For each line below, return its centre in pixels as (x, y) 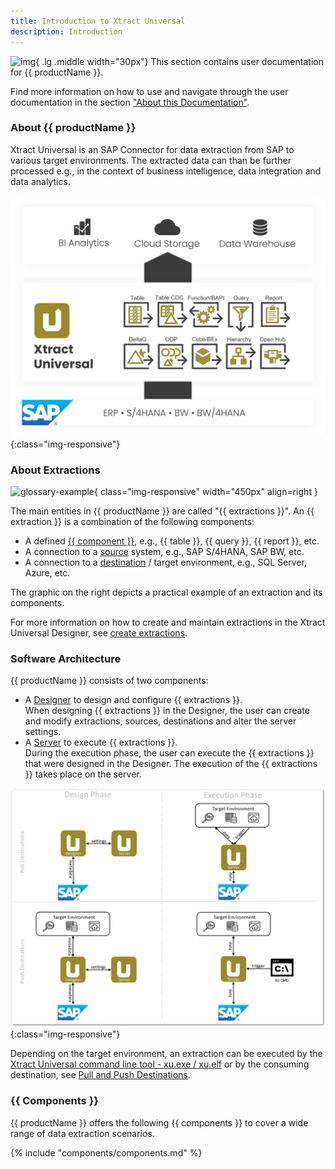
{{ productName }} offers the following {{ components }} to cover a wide (159, 1122)
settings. (43, 732)
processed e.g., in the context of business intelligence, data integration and (166, 171)
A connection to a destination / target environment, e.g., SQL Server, (165, 562)
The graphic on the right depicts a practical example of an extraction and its (166, 592)
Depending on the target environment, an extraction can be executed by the (166, 1054)
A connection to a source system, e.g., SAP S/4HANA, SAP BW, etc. (164, 551)
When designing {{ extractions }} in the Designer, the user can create (167, 711)
